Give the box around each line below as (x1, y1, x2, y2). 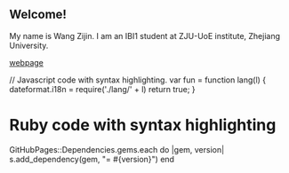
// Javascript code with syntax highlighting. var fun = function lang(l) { (9, 75, 267, 85)
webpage (9, 57, 44, 67)
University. (9, 40, 49, 51)
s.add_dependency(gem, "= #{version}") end (9, 153, 175, 164)
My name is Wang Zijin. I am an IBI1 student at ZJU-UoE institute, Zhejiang (9, 30, 281, 41)
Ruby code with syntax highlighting (9, 115, 277, 135)
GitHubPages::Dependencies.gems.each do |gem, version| (9, 144, 225, 154)
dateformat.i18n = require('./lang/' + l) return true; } (9, 83, 196, 94)
